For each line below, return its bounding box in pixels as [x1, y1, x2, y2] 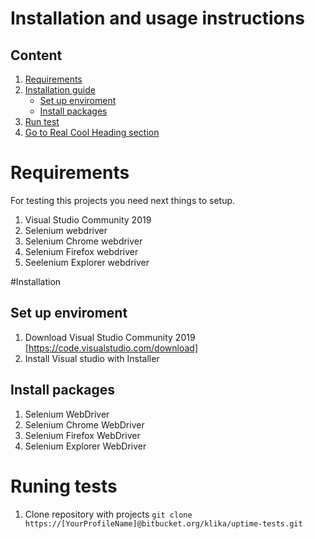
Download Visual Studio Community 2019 [24, 331, 196, 343]
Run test [24, 116, 60, 127]
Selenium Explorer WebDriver [24, 440, 147, 452]
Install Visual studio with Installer [24, 352, 160, 364]
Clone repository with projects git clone [24, 508, 193, 520]
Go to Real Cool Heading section [24, 127, 160, 138]
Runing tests [10, 475, 118, 497]
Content [10, 47, 63, 64]
